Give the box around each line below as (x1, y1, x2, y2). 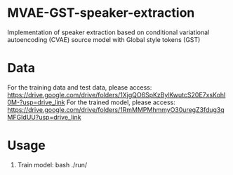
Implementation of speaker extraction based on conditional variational (7, 28, 210, 36)
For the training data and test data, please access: (7, 83, 152, 92)
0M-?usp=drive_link (7, 98, 65, 106)
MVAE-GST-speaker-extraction (7, 5, 195, 21)
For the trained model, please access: (66, 98, 175, 106)
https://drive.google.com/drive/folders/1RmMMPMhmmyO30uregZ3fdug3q (7, 105, 225, 113)
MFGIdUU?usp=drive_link (7, 113, 81, 121)
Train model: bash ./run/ (17, 160, 88, 169)
